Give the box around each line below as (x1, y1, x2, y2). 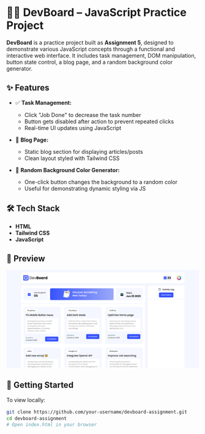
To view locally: (6, 396, 46, 403)
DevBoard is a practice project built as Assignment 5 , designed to (6, 39, 174, 46)
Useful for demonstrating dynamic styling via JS (24, 185, 146, 192)
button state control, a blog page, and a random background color (6, 58, 173, 66)
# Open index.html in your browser (6, 422, 97, 428)
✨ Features (6, 83, 50, 93)
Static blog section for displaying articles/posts (24, 148, 143, 155)
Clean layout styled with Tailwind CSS (24, 154, 120, 162)
